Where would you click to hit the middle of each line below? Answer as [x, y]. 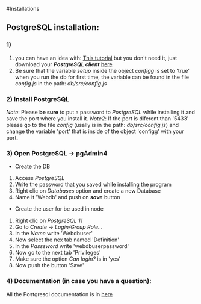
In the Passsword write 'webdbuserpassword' [72, 246]
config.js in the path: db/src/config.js [61, 83]
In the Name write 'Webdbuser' [54, 234]
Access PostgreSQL [40, 178]
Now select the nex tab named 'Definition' [67, 240]
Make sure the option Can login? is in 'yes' [68, 259]
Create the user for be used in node [59, 209]
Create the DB [32, 166]
